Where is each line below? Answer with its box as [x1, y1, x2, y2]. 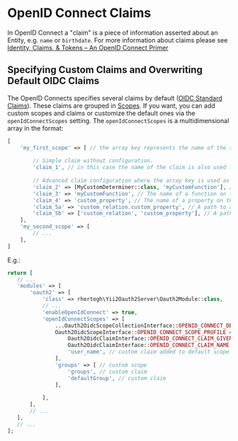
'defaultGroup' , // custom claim [67, 374, 166, 382]
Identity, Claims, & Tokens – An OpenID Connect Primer [7, 43, 169, 52]
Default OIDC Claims [7, 75, 100, 87]
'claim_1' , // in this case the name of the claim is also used [33, 164, 227, 171]
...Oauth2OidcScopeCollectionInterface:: [55, 322, 179, 329]
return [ [7, 269, 33, 277]
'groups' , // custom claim [67, 368, 147, 375]
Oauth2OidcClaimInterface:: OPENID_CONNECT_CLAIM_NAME [67, 342, 230, 349]
